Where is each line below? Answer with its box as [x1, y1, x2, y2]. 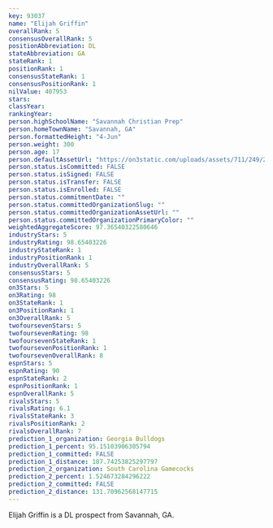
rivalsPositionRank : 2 [8, 420, 85, 428]
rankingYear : [8, 110, 53, 119]
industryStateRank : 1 [8, 246, 82, 254]
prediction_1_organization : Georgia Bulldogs [8, 435, 165, 443]
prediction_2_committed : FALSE [8, 480, 115, 488]
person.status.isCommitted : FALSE [8, 163, 126, 171]
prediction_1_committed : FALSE [8, 450, 115, 458]
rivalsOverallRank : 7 [8, 427, 82, 435]
